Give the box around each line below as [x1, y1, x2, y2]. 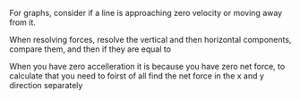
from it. [9, 17, 36, 28]
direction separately [9, 80, 83, 90]
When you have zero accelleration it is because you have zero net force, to [9, 62, 286, 71]
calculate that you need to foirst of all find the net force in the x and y [9, 70, 264, 81]
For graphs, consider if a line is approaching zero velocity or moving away [9, 8, 283, 18]
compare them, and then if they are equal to [9, 44, 172, 54]
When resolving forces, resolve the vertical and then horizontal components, [9, 35, 292, 45]
